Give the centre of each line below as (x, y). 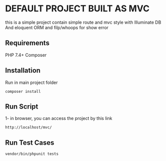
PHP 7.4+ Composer (26, 55)
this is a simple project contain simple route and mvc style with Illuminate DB (83, 22)
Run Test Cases (30, 142)
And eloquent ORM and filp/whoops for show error (57, 27)
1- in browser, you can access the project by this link (59, 119)
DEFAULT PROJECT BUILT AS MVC (77, 9)
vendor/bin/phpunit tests (32, 154)
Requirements (27, 43)
